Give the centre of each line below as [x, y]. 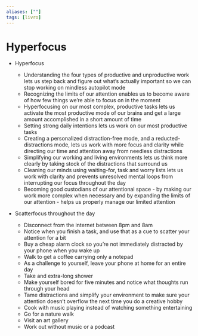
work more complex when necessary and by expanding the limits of [107, 196]
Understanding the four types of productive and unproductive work [106, 75]
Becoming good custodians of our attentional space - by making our [108, 190]
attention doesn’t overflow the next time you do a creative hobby [103, 301]
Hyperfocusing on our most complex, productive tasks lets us [99, 107]
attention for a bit [45, 238]
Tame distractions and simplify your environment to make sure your [106, 295]
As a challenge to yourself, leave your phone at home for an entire [105, 263]
